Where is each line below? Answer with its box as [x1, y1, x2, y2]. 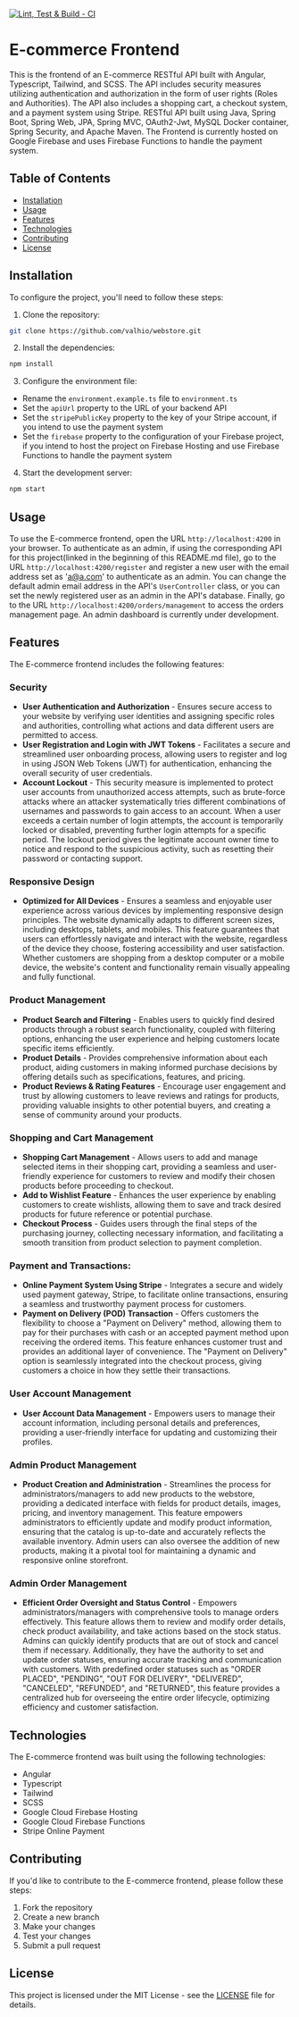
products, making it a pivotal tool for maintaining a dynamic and [21, 1545, 256, 1556]
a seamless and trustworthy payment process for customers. [21, 1299, 247, 1310]
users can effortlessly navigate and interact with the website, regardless [21, 933, 288, 944]
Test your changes [21, 1930, 91, 1941]
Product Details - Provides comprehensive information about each [21, 1052, 268, 1063]
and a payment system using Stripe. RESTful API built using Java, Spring [9, 107, 277, 118]
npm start [9, 485, 46, 494]
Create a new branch [21, 1912, 100, 1922]
